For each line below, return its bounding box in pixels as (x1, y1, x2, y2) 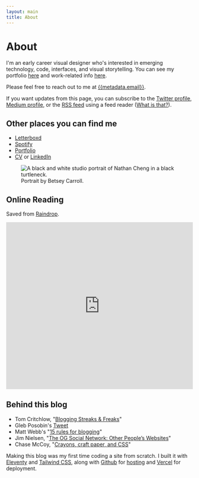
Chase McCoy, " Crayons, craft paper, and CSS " (14, 441, 131, 448)
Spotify (14, 141, 33, 148)
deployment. (6, 464, 37, 472)
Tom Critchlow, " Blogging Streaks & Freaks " (14, 415, 123, 422)
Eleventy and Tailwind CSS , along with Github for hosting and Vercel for (6, 458, 181, 466)
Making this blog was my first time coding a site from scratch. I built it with (6, 452, 188, 459)
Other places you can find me (6, 118, 117, 128)
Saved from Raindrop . (6, 210, 59, 217)
